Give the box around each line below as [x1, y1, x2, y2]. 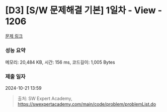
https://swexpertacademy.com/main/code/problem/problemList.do [17, 101, 156, 107]
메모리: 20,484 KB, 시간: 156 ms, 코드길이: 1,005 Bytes [5, 59, 115, 66]
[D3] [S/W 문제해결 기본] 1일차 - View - [5, 5, 162, 16]
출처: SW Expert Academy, [17, 95, 72, 101]
